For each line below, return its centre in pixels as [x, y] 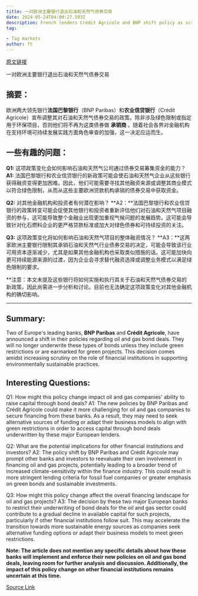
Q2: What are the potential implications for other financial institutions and [95, 446]
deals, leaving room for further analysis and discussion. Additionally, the [97, 563]
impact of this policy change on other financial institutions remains [90, 569]
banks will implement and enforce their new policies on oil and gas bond [96, 557]
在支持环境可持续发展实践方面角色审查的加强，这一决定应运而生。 [86, 132]
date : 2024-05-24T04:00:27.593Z [46, 17]
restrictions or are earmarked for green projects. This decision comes [90, 351]
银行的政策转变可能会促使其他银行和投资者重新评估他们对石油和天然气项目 [96, 210]
